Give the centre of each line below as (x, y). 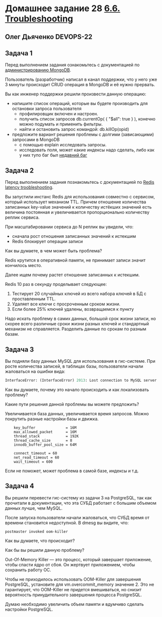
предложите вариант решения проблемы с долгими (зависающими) (83, 135)
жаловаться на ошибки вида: (35, 371)
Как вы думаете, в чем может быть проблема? (54, 251)
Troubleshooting (39, 19)
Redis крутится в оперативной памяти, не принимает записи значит (75, 260)
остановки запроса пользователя (47, 109)
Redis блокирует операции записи (47, 242)
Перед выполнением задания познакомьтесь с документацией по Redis (80, 182)
